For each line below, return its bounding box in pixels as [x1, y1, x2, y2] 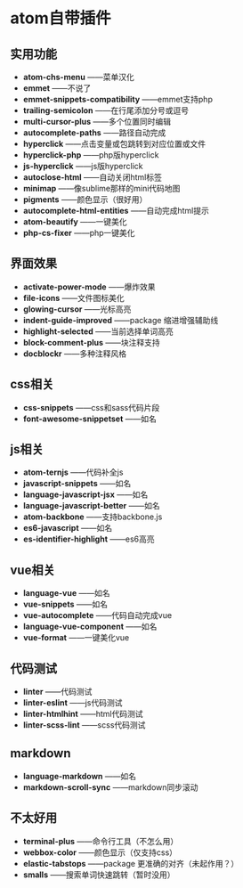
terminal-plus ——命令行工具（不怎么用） [22, 835, 179, 846]
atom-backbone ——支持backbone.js [22, 511, 163, 522]
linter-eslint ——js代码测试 [22, 697, 123, 708]
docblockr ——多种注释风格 [22, 348, 127, 359]
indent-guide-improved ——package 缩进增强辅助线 [22, 314, 219, 325]
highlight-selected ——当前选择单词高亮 [22, 326, 174, 337]
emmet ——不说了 [22, 83, 92, 94]
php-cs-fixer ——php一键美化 [22, 228, 136, 238]
